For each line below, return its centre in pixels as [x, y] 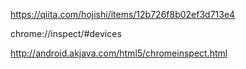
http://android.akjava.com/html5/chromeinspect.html [119, 53]
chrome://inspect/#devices [66, 33]
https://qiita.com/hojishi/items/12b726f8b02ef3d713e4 [123, 14]
